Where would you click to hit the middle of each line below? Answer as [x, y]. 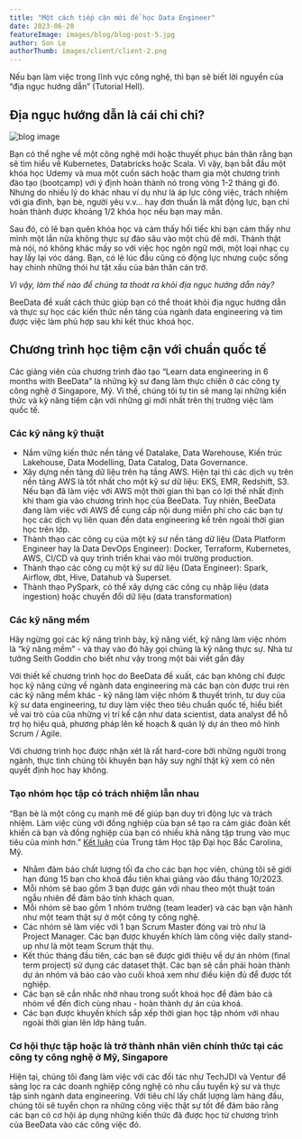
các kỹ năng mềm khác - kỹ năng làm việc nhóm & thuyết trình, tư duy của [147, 695]
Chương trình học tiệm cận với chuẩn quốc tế [138, 349]
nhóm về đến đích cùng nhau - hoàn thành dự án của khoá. [133, 1003]
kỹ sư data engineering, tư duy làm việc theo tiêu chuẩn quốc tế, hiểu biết [146, 705]
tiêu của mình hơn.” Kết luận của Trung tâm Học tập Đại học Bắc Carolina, [146, 842]
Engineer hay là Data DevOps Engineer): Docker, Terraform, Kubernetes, [156, 549]
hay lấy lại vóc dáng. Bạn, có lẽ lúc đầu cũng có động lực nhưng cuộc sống [149, 257]
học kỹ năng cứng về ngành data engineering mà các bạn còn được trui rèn [150, 685]
